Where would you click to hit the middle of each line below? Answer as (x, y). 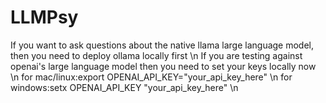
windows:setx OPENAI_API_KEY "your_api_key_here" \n (124, 87)
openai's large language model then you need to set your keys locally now (163, 66)
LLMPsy (44, 17)
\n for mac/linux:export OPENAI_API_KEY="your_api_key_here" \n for (151, 77)
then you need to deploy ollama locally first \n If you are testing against (156, 55)
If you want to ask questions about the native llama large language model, (162, 45)
